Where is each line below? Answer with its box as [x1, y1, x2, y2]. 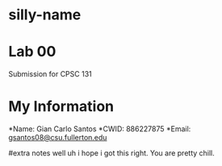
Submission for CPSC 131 [8, 69, 92, 79]
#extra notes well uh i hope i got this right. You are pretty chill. [8, 148, 216, 158]
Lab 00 [8, 43, 57, 61]
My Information [8, 98, 115, 116]
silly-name [8, 6, 82, 24]
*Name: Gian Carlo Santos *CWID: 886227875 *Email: [8, 124, 191, 134]
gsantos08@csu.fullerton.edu [8, 133, 107, 143]
